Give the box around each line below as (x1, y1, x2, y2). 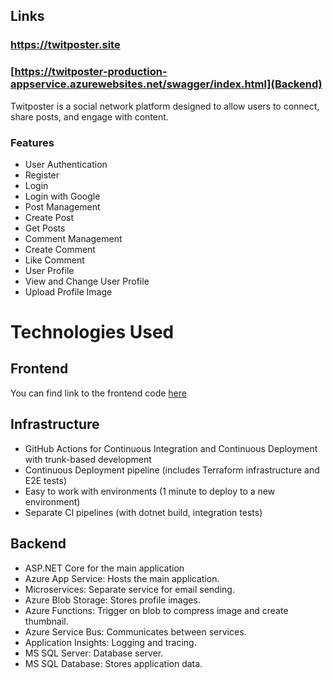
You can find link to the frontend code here (10, 387, 187, 399)
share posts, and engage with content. (10, 110, 169, 123)
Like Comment (24, 254, 85, 266)
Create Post (24, 211, 74, 223)
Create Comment (24, 243, 96, 255)
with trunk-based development (24, 453, 152, 465)
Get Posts (24, 222, 66, 234)
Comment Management (24, 232, 123, 244)
